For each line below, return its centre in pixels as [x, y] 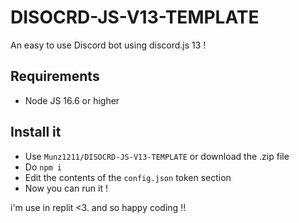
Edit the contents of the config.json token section [128, 177]
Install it [36, 132]
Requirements [55, 76]
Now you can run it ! [66, 188]
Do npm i [43, 167]
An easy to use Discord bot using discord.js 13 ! [108, 45]
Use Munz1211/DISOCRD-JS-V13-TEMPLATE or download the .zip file [157, 156]
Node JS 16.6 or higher [72, 100]
